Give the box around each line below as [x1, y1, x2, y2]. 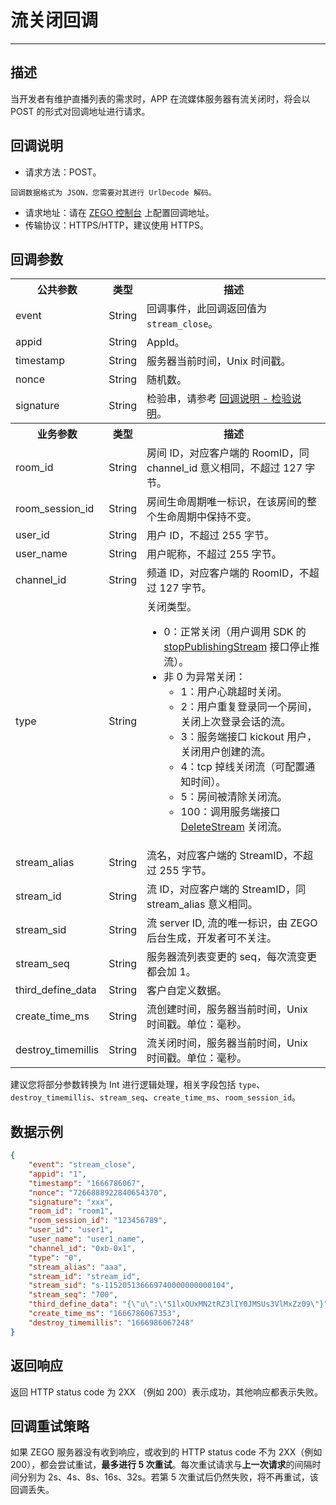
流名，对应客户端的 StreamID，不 [146, 849, 303, 863]
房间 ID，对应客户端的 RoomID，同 [146, 446, 310, 460]
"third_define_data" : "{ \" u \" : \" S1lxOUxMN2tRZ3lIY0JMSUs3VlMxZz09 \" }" [28, 1299, 329, 1310]
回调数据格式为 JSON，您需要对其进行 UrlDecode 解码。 [10, 187, 217, 198]
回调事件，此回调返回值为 [146, 302, 268, 316]
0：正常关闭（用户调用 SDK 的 [163, 625, 307, 639]
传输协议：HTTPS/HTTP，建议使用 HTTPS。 [24, 219, 210, 231]
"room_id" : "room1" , [28, 1206, 114, 1216]
